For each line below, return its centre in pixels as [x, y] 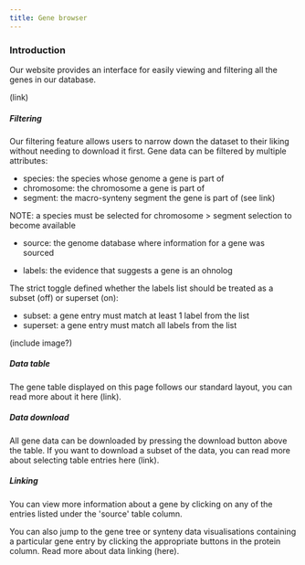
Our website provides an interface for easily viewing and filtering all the [144, 69]
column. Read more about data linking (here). [95, 550]
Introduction [37, 49]
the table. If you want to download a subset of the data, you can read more [150, 450]
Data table [30, 364]
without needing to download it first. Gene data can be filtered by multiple [148, 151]
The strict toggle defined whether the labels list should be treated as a [142, 288]
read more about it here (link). [65, 396]
